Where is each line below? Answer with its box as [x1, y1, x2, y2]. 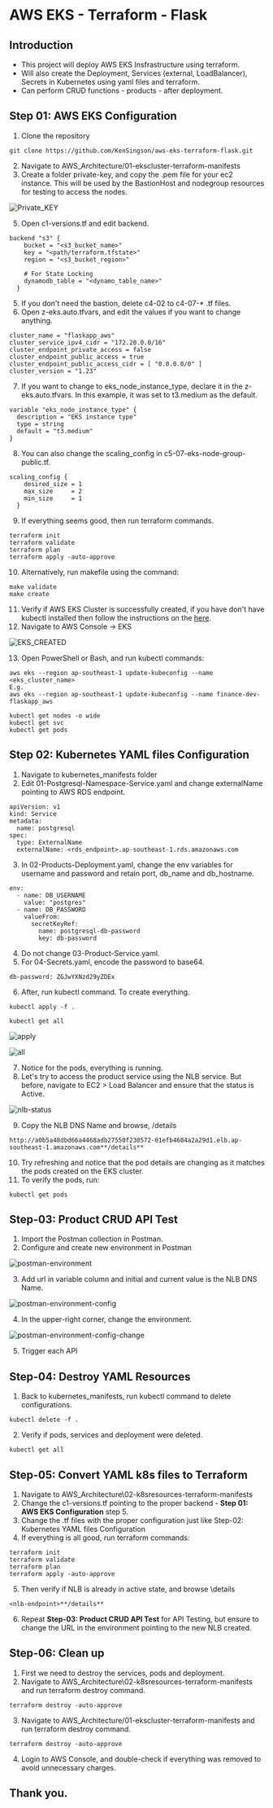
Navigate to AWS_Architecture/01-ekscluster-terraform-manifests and [20, 1715, 255, 1725]
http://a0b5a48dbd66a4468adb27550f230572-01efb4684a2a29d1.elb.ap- [9, 1136, 243, 1144]
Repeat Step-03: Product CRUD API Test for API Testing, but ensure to [20, 1614, 259, 1624]
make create [9, 590, 50, 598]
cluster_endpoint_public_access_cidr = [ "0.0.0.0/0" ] [9, 360, 202, 368]
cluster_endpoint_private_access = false [9, 345, 152, 353]
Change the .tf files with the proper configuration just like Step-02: [20, 1516, 245, 1525]
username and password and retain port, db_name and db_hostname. [20, 868, 255, 878]
